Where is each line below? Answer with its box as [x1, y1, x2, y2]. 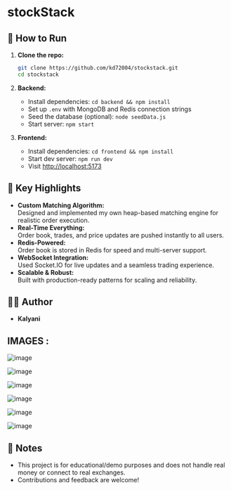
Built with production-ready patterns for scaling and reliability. [17, 276, 197, 284]
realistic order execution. [17, 216, 90, 224]
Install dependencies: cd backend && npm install [27, 97, 171, 105]
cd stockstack [17, 71, 59, 78]
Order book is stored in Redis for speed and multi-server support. [17, 245, 207, 254]
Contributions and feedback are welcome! [17, 476, 139, 484]
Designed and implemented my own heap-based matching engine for [17, 208, 219, 217]
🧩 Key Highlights [7, 182, 81, 194]
